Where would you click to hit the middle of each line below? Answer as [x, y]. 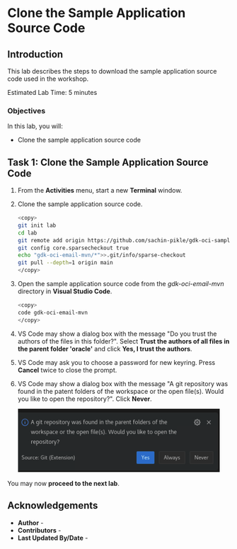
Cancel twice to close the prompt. [67, 370]
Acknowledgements [53, 505]
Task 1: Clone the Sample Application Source [108, 162]
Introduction [35, 54]
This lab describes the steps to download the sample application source [112, 71]
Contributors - [39, 530]
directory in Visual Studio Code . [65, 291]
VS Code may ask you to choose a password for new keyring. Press [116, 362]
